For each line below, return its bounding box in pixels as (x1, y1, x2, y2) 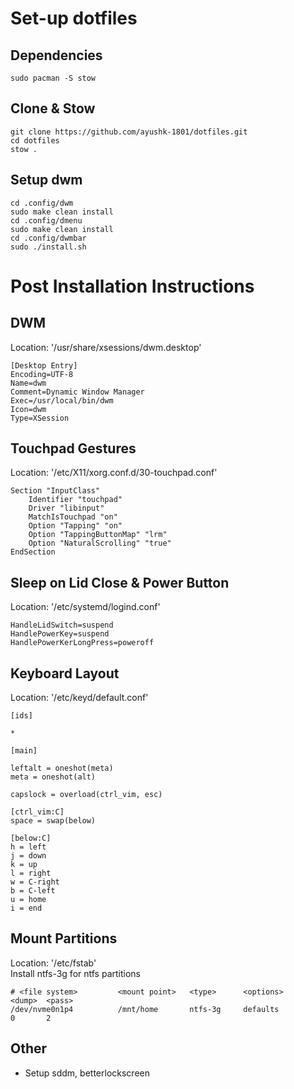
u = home (10, 895, 47, 905)
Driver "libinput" (28, 503, 105, 514)
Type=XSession (10, 413, 70, 423)
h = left (10, 842, 47, 852)
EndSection (10, 547, 56, 557)
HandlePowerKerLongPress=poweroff (10, 638, 155, 648)
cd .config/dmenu (10, 215, 83, 226)
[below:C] (10, 833, 52, 844)
